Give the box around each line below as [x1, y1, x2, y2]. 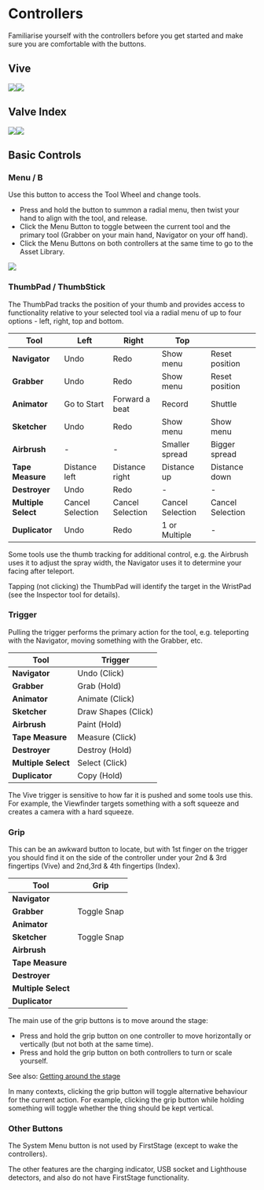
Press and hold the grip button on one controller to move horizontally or [19, 1031, 251, 1040]
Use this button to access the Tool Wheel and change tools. [8, 190, 201, 199]
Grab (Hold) [77, 680, 122, 691]
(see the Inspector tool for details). [8, 590, 120, 599]
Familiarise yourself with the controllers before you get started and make [8, 31, 244, 40]
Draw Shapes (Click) [77, 706, 154, 717]
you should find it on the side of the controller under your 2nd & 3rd [8, 853, 227, 862]
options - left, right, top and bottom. [8, 316, 124, 325]
